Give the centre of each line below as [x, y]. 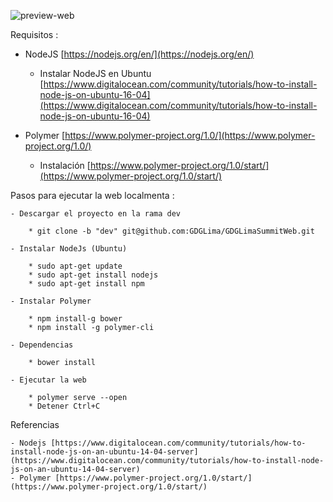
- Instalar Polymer [51, 301]
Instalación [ [65, 165]
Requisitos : [34, 34]
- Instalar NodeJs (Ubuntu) [69, 249]
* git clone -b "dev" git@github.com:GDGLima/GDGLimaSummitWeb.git [171, 231]
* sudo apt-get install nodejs [93, 275]
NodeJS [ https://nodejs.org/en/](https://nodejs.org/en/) [139, 54]
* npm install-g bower [75, 319]
